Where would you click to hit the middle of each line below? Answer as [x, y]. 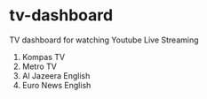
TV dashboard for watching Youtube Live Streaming [104, 40]
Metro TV [40, 66]
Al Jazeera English [56, 75]
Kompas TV [43, 57]
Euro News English [56, 85]
